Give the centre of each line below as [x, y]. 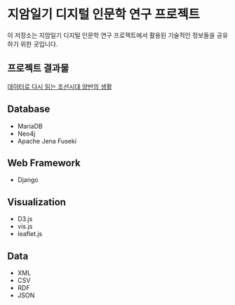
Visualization [37, 202]
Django [28, 180]
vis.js [25, 226]
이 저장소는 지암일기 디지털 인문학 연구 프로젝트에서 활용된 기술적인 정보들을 [111, 35]
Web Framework [44, 163]
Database [29, 109]
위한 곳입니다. [39, 44]
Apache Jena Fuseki [47, 141]
